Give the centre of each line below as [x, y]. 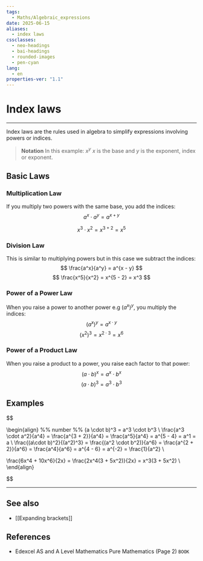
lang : [13, 68]
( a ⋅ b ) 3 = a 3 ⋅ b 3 [101, 384]
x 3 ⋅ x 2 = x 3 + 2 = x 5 [101, 229]
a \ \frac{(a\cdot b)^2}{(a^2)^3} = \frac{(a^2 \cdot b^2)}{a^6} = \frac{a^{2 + [100, 443]
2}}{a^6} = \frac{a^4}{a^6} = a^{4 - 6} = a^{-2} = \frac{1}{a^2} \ [85, 449]
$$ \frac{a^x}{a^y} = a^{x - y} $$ [101, 268]
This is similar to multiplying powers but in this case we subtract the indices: [101, 259]
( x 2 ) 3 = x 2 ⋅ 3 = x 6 [101, 334]
